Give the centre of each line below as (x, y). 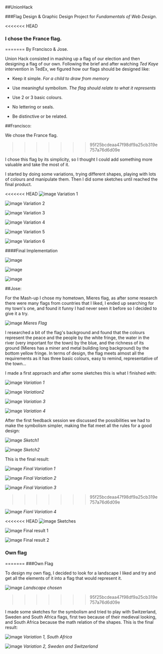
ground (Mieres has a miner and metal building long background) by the (77, 348)
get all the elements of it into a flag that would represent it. (63, 578)
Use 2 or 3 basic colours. (37, 98)
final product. (18, 185)
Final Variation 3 (40, 487)
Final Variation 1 (40, 469)
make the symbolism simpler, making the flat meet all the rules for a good (79, 426)
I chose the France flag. (33, 39)
